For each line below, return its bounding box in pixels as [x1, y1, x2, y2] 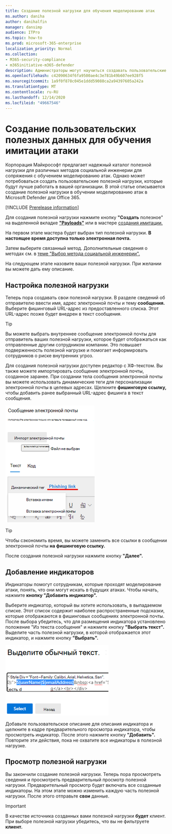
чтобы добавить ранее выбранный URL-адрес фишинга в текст [5, 390, 144, 396]
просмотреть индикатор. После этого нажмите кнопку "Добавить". [5, 732, 156, 738]
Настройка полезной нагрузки [5, 281, 109, 289]
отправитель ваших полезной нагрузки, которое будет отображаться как [5, 336, 167, 342]
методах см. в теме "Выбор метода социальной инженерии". [5, 250, 140, 257]
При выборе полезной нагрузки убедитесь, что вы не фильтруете [5, 818, 149, 824]
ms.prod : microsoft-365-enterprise [5, 41, 82, 46]
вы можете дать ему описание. [5, 266, 74, 272]
